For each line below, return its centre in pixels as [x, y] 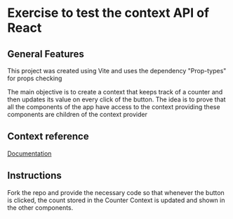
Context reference [48, 136]
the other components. [40, 207]
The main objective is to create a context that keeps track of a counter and [115, 92]
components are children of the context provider [77, 114]
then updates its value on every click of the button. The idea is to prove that [116, 99]
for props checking [35, 78]
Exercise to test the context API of [108, 13]
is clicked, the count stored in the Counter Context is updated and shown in [116, 200]
